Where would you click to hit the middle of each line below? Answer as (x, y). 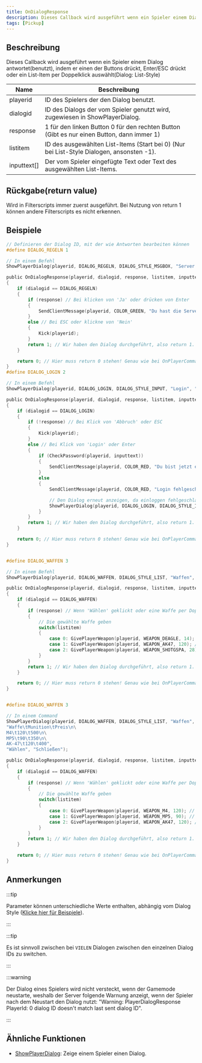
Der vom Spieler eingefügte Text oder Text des (111, 162)
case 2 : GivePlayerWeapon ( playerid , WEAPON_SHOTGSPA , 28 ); (124, 650)
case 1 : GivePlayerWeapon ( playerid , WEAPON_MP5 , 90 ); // (122, 816)
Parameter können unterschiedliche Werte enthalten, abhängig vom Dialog (99, 906)
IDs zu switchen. (27, 954)
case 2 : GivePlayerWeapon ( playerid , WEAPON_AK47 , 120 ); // (124, 822)
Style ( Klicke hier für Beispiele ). (45, 912)
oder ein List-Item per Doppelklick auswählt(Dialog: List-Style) (83, 75)
